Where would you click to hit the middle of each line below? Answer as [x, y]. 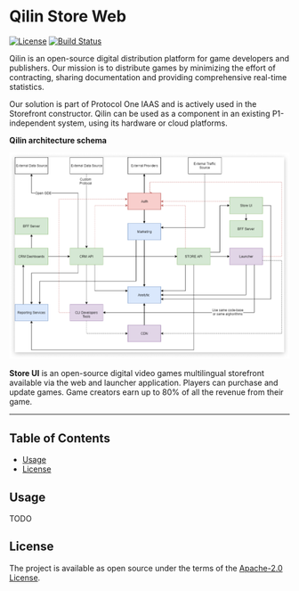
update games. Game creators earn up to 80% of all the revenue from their [146, 392]
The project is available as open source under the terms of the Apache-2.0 [146, 568]
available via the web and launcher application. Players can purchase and [144, 383]
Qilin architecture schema [58, 140]
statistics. [27, 86]
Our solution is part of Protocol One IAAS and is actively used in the [133, 103]
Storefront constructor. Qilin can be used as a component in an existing [140, 113]
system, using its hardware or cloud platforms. [143, 123]
